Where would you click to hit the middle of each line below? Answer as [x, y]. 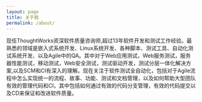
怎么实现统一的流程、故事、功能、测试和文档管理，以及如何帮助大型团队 [106, 78]
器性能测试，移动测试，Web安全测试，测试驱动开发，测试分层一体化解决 [96, 63]
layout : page [23, 12]
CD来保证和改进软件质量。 [44, 93]
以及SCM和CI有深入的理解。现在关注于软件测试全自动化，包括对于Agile [102, 71]
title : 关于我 [23, 17]
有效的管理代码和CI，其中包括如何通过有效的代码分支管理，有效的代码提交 [98, 86]
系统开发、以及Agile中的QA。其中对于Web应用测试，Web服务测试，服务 [101, 56]
